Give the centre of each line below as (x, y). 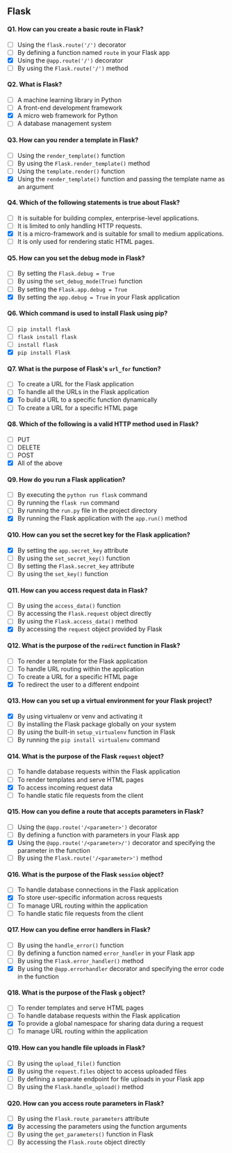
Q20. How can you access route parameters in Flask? (86, 1103)
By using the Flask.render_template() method (84, 163)
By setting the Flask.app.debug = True (72, 289)
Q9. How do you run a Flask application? (66, 480)
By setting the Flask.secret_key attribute (76, 566)
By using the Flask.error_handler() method (81, 960)
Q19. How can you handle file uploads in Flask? (76, 1048)
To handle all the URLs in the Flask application (83, 392)
